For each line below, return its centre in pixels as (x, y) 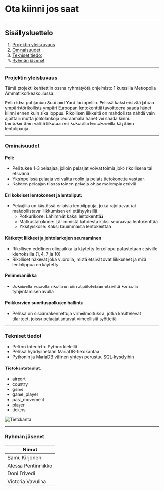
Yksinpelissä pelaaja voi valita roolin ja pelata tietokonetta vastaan (78, 179)
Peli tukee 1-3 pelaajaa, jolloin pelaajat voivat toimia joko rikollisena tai (82, 168)
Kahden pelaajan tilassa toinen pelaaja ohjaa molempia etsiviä (74, 184)
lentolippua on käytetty (35, 264)
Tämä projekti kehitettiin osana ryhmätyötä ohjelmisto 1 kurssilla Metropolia (81, 88)
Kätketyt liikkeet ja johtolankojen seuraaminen (53, 238)
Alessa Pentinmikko (30, 466)
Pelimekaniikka (21, 276)
